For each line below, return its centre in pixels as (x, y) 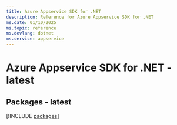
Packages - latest (39, 102)
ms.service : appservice (35, 39)
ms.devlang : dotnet (30, 33)
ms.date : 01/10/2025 (31, 22)
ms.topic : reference (31, 28)
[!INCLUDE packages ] (33, 116)
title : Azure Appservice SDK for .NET (54, 11)
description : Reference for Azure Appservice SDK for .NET (80, 17)
